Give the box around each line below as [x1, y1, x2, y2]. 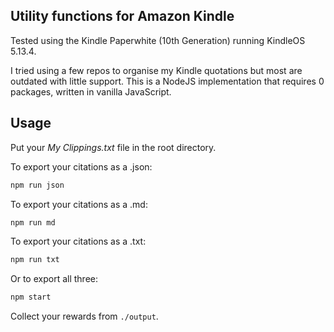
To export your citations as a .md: [10, 198, 148, 210]
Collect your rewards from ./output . [10, 310, 159, 323]
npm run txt [10, 255, 60, 265]
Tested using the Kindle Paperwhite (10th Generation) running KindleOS [10, 34, 306, 46]
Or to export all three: [10, 273, 98, 285]
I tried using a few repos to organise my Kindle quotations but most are [10, 64, 303, 76]
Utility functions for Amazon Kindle [10, 8, 235, 25]
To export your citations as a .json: [10, 160, 153, 173]
